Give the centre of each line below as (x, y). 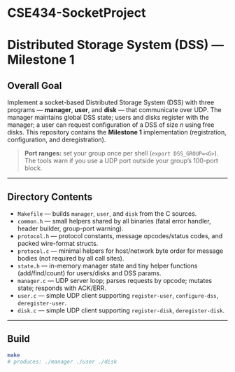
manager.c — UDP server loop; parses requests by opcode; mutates (114, 281)
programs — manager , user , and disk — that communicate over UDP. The (114, 110)
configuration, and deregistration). (57, 140)
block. (33, 168)
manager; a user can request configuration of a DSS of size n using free (111, 125)
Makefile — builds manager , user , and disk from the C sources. (107, 214)
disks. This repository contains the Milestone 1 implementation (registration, (117, 132)
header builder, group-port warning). (70, 228)
